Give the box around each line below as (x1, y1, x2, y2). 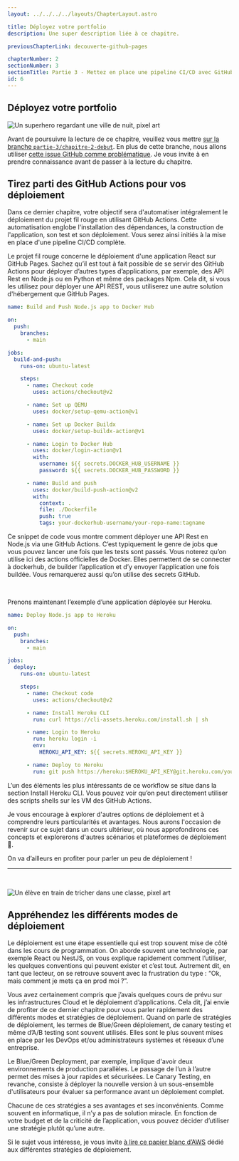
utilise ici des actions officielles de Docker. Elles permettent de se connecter (7, 555, 231, 563)
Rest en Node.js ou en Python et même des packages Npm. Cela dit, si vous (7, 275, 230, 283)
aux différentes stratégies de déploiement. (7, 1145, 132, 1154)
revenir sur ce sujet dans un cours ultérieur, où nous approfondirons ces (7, 825, 219, 833)
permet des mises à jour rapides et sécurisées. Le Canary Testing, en (7, 1073, 211, 1081)
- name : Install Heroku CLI (26, 709, 110, 717)
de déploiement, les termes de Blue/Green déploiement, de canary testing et (7, 1021, 232, 1029)
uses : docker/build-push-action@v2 (33, 486, 139, 494)
